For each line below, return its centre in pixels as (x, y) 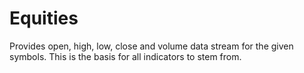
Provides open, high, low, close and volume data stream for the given (151, 46)
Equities (44, 18)
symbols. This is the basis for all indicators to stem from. (125, 56)
